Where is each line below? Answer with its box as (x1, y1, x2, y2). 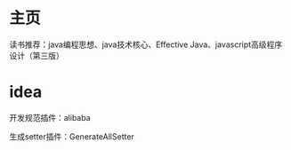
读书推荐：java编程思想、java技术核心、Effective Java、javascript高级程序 (9, 39, 283, 50)
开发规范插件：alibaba (9, 112, 91, 122)
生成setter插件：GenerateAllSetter (9, 130, 135, 142)
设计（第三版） (9, 50, 64, 60)
